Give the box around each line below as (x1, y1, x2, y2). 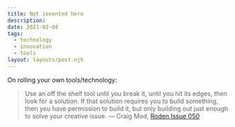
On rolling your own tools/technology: (7, 75, 117, 84)
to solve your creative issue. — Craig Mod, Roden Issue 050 (24, 111, 200, 120)
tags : (7, 30, 23, 37)
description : (7, 17, 46, 24)
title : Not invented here (7, 10, 84, 18)
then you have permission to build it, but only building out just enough (24, 104, 229, 113)
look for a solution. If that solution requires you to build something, (24, 97, 219, 105)
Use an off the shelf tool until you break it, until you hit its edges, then (24, 89, 228, 97)
